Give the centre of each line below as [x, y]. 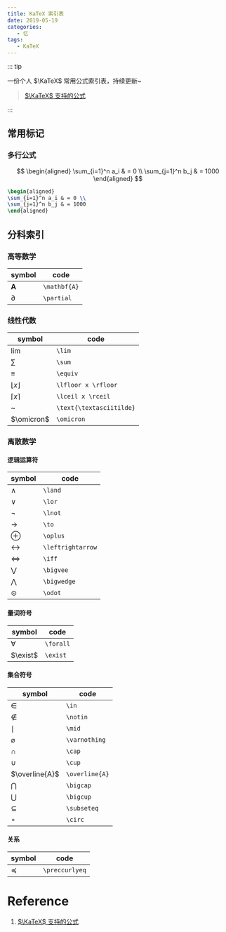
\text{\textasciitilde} [95, 408]
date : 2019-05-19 [33, 20]
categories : [25, 27]
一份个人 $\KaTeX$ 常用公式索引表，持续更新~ [74, 81]
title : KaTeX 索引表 [36, 14]
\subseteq [82, 808]
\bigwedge [59, 582]
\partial [58, 298]
